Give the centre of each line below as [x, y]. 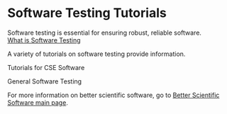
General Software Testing [45, 81]
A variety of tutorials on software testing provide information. [96, 54]
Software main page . [38, 102]
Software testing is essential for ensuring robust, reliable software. [105, 33]
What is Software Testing [44, 40]
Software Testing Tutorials [87, 13]
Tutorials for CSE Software [46, 67]
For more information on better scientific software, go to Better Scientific [113, 95]
